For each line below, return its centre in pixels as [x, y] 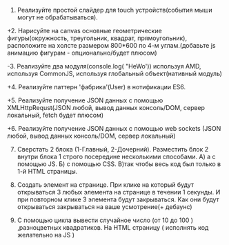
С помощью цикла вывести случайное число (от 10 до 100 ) [105, 220]
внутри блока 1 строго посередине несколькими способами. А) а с [116, 156]
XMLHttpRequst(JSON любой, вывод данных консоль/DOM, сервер [106, 108]
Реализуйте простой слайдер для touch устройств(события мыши [114, 10]
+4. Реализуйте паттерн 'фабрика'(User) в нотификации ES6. [97, 87]
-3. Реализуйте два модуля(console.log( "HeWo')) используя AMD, [104, 66]
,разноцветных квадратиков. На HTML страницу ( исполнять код [113, 227]
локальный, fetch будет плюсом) [56, 115]
